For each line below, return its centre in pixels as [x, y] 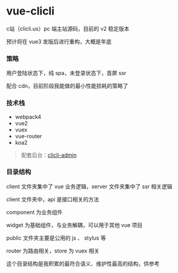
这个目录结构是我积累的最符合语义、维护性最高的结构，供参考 [83, 263]
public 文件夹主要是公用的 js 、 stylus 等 [56, 238]
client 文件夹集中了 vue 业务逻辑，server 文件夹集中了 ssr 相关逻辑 [89, 186]
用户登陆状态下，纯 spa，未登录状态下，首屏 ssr [66, 73]
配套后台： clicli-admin [49, 155]
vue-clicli [30, 11]
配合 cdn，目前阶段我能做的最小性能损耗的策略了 [67, 86]
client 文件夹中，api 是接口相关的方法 [53, 199]
